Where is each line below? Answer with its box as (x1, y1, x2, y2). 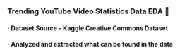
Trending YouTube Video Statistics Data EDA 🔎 (7, 6, 169, 16)
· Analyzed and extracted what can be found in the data (7, 40, 173, 49)
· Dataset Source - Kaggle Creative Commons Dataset (7, 24, 168, 32)
